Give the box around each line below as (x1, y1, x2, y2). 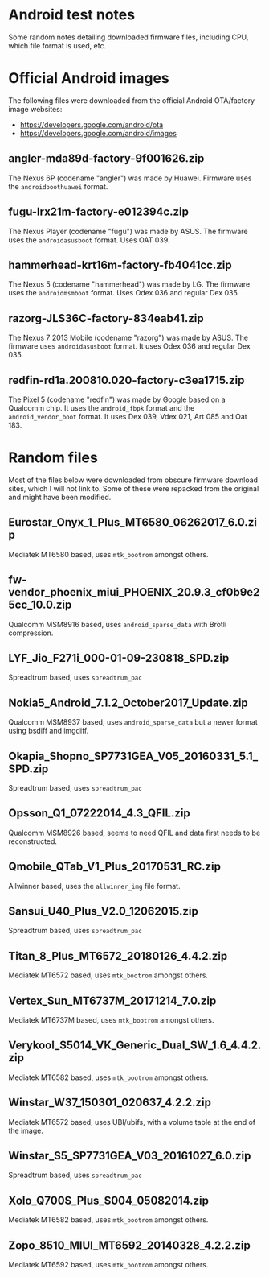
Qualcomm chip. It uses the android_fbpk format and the (8, 403, 195, 412)
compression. (8, 628, 54, 638)
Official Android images (8, 69, 170, 88)
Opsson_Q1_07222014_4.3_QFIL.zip (8, 807, 190, 820)
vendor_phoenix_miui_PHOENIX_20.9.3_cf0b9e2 (8, 585, 260, 599)
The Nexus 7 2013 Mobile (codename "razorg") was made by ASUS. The (8, 333, 249, 343)
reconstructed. (8, 836, 58, 846)
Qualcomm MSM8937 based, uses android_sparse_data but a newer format (8, 717, 259, 727)
